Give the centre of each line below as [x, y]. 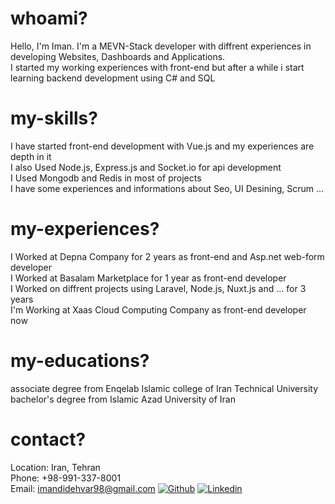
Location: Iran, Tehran [55, 467]
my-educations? [80, 361]
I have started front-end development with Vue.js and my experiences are [162, 146]
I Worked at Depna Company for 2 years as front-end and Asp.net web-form [167, 256]
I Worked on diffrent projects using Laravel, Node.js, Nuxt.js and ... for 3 [158, 288]
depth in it [31, 156]
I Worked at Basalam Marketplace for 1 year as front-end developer [148, 278]
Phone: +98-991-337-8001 [66, 478]
